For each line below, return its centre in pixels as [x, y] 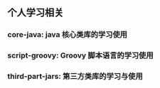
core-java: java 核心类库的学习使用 [68, 35]
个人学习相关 [36, 13]
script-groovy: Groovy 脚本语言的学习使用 [81, 55]
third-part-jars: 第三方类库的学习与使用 [75, 77]
